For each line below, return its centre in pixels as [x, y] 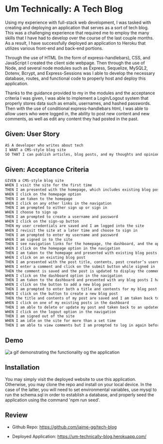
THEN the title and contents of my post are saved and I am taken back [79, 298]
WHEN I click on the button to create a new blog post [62, 294]
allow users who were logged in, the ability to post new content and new [77, 113]
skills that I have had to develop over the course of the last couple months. [80, 38]
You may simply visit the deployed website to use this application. [71, 379]
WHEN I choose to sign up [31, 213]
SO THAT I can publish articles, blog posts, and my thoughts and [73, 154]
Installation [22, 367]
